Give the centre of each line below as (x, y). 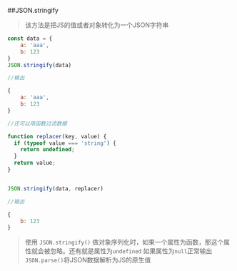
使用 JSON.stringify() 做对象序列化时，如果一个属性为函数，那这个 (124, 242)
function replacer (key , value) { (57, 136)
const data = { (30, 39)
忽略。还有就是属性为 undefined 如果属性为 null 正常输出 (131, 251)
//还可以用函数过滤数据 (37, 123)
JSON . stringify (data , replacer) (55, 188)
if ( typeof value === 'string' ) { (65, 143)
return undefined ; (47, 150)
